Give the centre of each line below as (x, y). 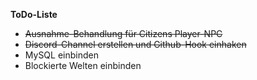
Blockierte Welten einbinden (83, 65)
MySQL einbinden (61, 55)
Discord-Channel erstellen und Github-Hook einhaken (135, 44)
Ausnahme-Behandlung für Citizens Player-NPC (123, 33)
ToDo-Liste (34, 14)
